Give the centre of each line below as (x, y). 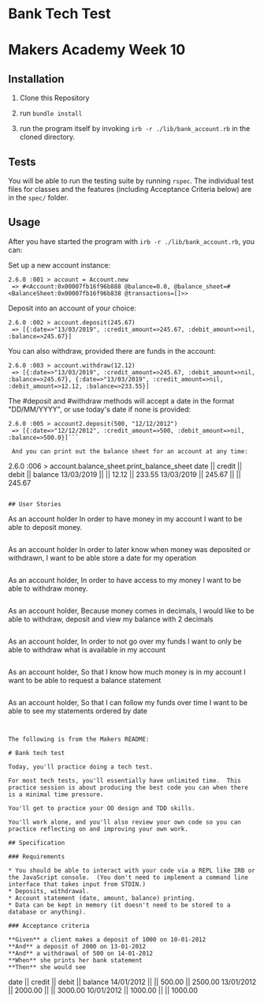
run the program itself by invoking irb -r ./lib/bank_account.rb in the (135, 129)
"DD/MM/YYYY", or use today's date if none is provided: (100, 409)
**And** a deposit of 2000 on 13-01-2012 (77, 946)
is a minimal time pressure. (56, 795)
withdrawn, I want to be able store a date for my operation (102, 558)
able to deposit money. (45, 527)
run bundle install (51, 113)
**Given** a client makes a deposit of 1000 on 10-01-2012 (107, 939)
